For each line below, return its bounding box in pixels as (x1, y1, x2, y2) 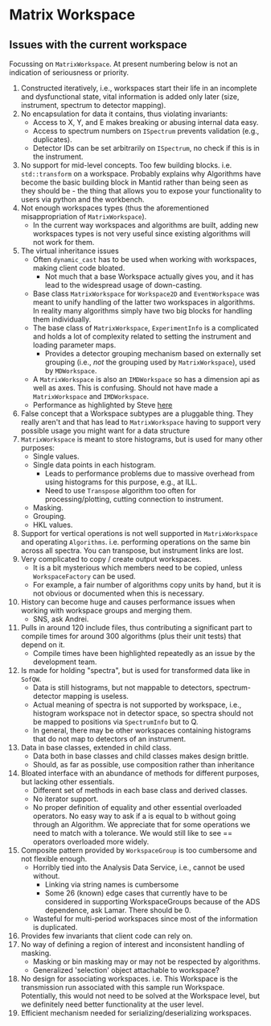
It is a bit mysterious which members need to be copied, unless (32, 563, 243, 572)
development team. (32, 657, 97, 667)
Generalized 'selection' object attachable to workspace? (32, 966, 220, 974)
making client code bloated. (32, 264, 125, 272)
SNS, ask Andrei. (32, 614, 89, 624)
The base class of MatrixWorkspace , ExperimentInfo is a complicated (32, 323, 259, 332)
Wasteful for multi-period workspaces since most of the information (32, 914, 258, 924)
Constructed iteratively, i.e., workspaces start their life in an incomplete (20, 83, 257, 93)
